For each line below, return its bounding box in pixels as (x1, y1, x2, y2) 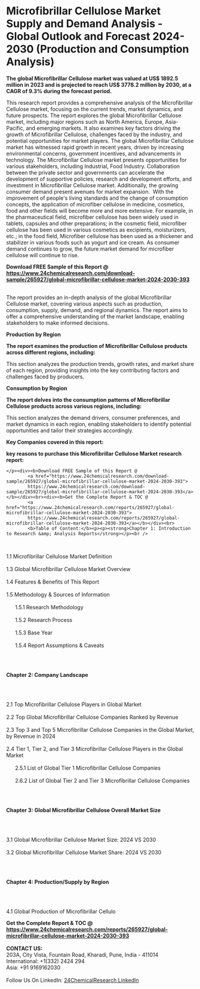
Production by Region (6, 331, 61, 338)
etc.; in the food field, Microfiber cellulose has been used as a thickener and (6, 232, 193, 240)
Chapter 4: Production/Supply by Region (6, 878, 109, 886)
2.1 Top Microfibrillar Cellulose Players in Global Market (6, 701, 142, 708)
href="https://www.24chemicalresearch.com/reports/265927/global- (6, 504, 175, 511)
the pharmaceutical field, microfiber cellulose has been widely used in (6, 213, 179, 221)
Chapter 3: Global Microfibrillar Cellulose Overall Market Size (6, 806, 161, 814)
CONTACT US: (6, 945, 43, 952)
